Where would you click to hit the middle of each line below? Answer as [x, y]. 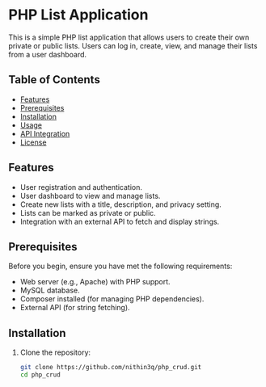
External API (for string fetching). [75, 308]
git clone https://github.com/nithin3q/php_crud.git [111, 368]
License [33, 142]
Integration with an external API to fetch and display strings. [120, 221]
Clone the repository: [55, 352]
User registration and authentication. [81, 187]
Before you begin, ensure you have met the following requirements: [120, 266]
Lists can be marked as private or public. [88, 212]
